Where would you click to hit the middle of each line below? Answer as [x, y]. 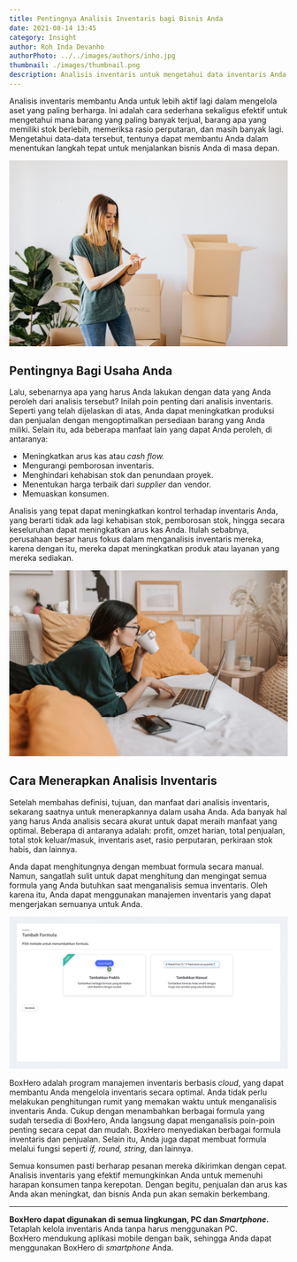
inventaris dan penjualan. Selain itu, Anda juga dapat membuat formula [138, 1139]
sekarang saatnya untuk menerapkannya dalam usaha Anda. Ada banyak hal [148, 812]
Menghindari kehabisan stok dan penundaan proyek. [118, 475]
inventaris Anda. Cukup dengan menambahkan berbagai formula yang [137, 1112]
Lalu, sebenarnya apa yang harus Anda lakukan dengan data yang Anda [140, 392]
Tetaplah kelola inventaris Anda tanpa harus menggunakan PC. [124, 1229]
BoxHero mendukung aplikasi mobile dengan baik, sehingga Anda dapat [141, 1238]
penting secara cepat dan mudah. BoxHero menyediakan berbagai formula [145, 1130]
